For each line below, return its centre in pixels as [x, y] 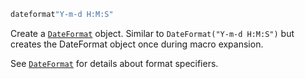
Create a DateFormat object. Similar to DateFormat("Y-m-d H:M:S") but [152, 33]
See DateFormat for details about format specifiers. [114, 63]
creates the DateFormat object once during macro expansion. [137, 44]
